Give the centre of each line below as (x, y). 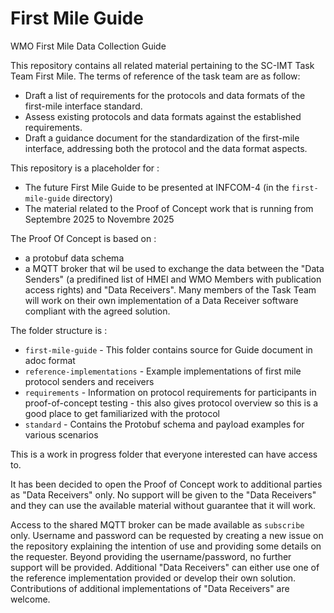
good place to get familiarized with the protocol (122, 413)
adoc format (50, 360)
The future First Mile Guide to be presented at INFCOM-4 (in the (157, 187)
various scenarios (61, 434)
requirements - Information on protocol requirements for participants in (170, 392)
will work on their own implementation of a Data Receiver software (161, 300)
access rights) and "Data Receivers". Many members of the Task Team (170, 289)
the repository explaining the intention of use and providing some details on (166, 546)
